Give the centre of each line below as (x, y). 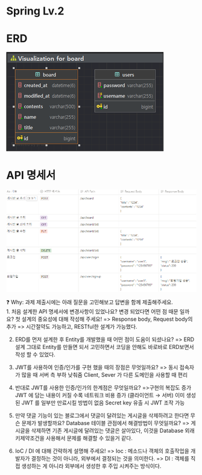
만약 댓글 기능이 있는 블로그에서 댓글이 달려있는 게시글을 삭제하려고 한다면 (102, 416)
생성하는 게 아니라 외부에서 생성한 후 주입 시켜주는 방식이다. (91, 466)
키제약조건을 (30, 438)
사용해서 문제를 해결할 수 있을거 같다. (89, 438)
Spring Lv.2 (35, 11)
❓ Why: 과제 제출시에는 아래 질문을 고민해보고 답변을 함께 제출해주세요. (90, 302)
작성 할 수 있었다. (35, 354)
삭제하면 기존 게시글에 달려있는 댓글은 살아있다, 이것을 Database (107, 431)
